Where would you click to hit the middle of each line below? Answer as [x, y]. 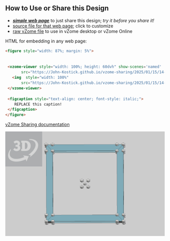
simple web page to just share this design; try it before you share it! [83, 20]
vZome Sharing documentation [37, 125]
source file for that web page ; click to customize [63, 26]
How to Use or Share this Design [57, 8]
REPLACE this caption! [38, 104]
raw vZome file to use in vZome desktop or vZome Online [72, 31]
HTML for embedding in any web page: [46, 41]
